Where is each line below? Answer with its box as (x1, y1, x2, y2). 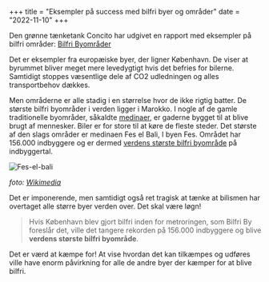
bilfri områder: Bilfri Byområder (9, 39, 111, 49)
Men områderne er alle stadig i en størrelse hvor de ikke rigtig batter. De (9, 96, 247, 105)
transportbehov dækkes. (9, 80, 90, 89)
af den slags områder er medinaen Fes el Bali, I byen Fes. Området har (9, 129, 241, 139)
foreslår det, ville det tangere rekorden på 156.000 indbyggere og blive (28, 225, 262, 235)
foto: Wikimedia (9, 177, 62, 187)
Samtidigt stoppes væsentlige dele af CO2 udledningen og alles (9, 72, 219, 81)
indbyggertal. (9, 147, 53, 156)
